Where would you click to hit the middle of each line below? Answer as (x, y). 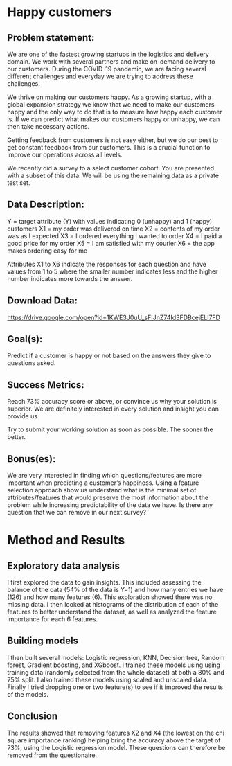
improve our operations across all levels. (65, 154)
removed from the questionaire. (52, 755)
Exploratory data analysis (63, 565)
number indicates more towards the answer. (70, 278)
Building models (43, 641)
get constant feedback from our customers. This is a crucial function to (109, 147)
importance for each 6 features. (53, 619)
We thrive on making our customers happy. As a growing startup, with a (109, 97)
